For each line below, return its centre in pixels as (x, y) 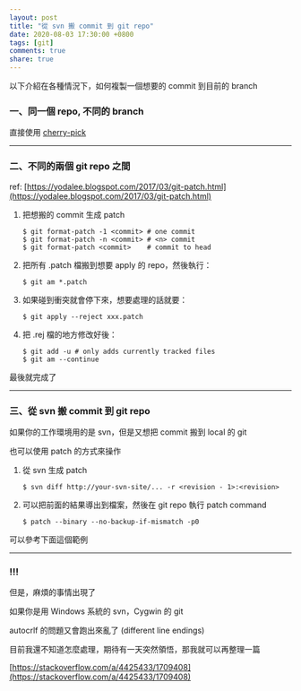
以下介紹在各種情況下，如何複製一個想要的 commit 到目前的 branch (133, 86)
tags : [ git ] (31, 43)
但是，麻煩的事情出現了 (52, 592)
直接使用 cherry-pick (48, 133)
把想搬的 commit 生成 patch (73, 214)
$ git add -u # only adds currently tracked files (119, 351)
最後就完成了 (33, 376)
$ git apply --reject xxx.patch (82, 316)
